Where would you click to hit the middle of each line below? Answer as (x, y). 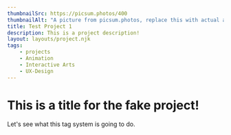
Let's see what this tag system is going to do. (71, 124)
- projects (35, 52)
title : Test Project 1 (40, 26)
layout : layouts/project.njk (49, 39)
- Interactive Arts (47, 65)
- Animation (36, 59)
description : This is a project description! (73, 33)
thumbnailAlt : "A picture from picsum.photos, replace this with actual (113, 20)
